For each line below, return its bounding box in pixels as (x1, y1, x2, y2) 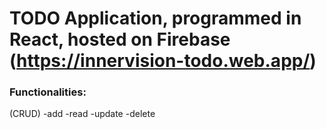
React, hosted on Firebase (9, 28, 231, 51)
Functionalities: (9, 85, 87, 99)
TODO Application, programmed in (9, 7, 302, 30)
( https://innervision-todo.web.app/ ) (9, 50, 317, 72)
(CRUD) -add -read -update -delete (9, 108, 156, 120)
